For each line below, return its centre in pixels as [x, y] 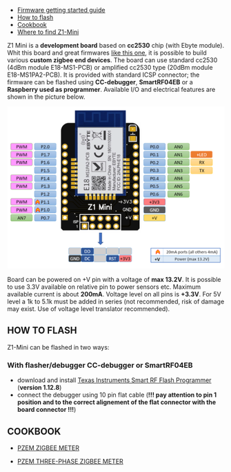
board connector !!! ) [47, 410]
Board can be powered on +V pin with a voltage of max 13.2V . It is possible [114, 280]
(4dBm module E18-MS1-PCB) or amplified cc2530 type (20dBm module [110, 67]
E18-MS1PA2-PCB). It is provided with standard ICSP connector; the [103, 75]
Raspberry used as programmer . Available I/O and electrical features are [111, 89]
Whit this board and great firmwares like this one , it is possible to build [107, 53]
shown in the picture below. [46, 97]
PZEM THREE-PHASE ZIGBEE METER [70, 461]
